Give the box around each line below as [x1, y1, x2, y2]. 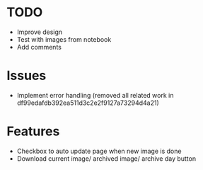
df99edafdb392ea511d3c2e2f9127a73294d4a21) [16, 98, 160, 107]
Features [6, 123, 60, 140]
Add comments [16, 42, 62, 51]
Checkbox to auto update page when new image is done [16, 147, 182, 155]
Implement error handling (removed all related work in [16, 91, 174, 99]
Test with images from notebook [16, 35, 112, 43]
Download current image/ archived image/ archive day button [16, 154, 196, 163]
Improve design [16, 28, 63, 36]
